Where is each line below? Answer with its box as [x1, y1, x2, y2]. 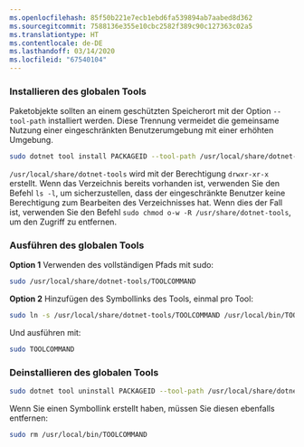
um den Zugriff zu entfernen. [9, 216, 118, 227]
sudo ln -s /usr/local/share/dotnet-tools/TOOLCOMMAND [9, 311, 221, 320]
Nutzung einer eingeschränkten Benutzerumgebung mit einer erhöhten [9, 125, 274, 136]
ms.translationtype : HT [9, 30, 100, 39]
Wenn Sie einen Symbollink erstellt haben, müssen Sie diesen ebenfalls [9, 404, 275, 414]
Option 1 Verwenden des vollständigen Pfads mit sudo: [9, 260, 214, 271]
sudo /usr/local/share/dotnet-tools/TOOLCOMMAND [9, 277, 196, 286]
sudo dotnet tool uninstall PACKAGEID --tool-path [9, 386, 204, 396]
